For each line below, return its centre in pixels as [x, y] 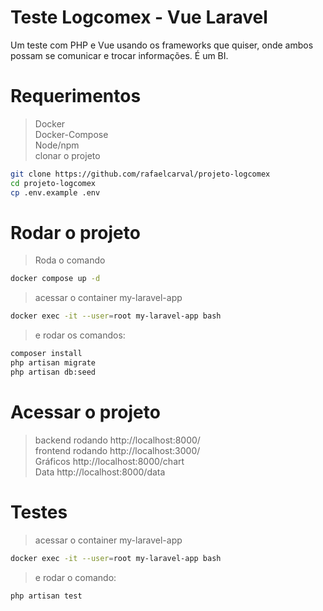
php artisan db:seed [53, 372]
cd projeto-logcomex [53, 183]
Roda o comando [70, 260]
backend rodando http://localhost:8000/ [117, 440]
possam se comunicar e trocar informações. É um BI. [119, 55]
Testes [39, 512]
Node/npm [57, 145]
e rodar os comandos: [80, 335]
